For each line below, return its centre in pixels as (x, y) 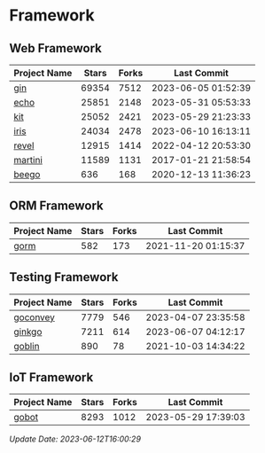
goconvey (35, 317)
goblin (27, 346)
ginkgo (28, 332)
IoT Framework (51, 378)
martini (28, 160)
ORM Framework (56, 206)
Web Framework (55, 48)
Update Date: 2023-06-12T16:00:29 (75, 439)
